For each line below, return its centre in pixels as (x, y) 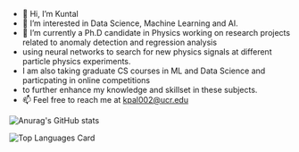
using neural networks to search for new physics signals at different (147, 52)
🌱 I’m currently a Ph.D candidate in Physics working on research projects (156, 33)
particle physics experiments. (76, 61)
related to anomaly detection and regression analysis (119, 42)
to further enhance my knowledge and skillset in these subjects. (140, 90)
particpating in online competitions (86, 80)
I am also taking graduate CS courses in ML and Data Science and (144, 71)
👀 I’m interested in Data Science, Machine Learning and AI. (130, 23)
